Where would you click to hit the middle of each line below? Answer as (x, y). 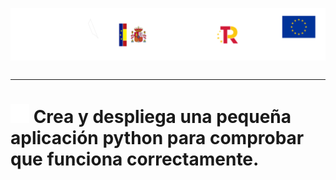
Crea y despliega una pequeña (162, 117)
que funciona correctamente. (135, 159)
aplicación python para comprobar (157, 138)
